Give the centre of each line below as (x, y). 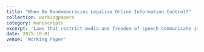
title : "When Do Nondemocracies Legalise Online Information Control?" (99, 12)
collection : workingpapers (40, 17)
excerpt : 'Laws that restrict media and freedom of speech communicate (99, 28)
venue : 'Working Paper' (36, 39)
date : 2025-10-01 (28, 34)
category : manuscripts (35, 23)
